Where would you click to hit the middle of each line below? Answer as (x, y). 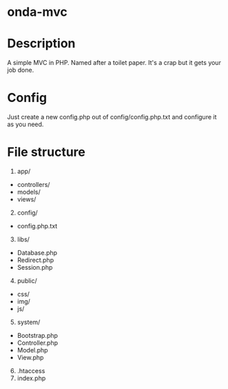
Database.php (37, 253)
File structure (46, 152)
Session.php (35, 267)
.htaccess (31, 371)
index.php (31, 378)
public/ (27, 281)
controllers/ (33, 184)
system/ (29, 322)
